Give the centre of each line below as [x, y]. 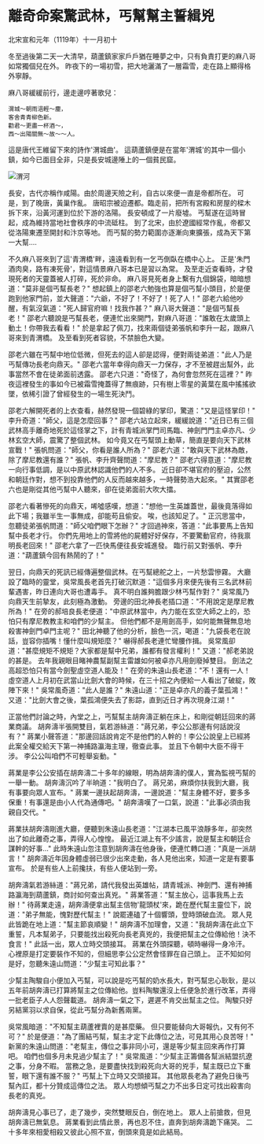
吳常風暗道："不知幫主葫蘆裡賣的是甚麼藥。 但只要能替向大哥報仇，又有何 [128, 1026]
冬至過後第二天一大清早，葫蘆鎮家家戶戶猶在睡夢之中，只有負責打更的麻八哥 [132, 56]
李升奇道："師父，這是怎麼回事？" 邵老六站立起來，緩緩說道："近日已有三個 [131, 420]
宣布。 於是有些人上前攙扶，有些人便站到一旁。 [85, 868]
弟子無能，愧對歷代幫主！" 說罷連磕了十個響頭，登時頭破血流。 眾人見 [139, 914]
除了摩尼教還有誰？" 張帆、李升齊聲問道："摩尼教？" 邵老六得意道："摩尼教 [130, 459]
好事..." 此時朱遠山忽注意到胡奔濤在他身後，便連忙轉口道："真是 [132, 848]
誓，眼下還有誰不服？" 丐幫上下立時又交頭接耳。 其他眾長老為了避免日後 [125, 1076]
